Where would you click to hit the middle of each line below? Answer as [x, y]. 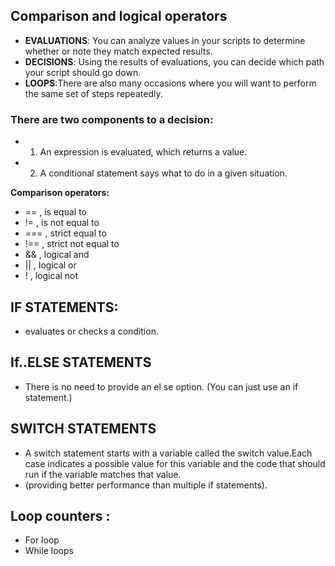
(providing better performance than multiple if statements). [146, 485]
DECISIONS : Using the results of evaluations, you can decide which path [174, 61]
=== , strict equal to [65, 233]
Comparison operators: [60, 193]
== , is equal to [55, 212]
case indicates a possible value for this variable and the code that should [175, 463]
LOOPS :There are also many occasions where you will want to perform [170, 83]
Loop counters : [60, 515]
